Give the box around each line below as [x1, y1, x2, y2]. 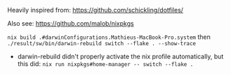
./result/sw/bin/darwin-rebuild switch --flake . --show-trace [7, 40, 197, 47]
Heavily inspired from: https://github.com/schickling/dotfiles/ [7, 6, 184, 14]
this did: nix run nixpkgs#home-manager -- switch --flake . [17, 60, 194, 68]
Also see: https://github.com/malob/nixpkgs [7, 19, 135, 27]
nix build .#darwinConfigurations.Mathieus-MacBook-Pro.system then [7, 33, 211, 41]
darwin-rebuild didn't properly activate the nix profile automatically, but [17, 52, 224, 60]
